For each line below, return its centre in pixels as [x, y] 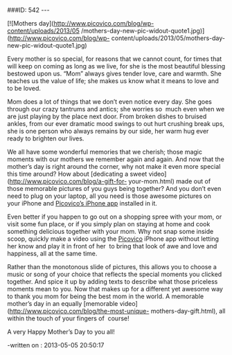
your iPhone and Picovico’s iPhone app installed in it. [82, 203]
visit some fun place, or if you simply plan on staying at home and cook [109, 224]
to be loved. [24, 88]
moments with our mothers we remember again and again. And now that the [116, 159]
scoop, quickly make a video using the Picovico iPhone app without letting [113, 239]
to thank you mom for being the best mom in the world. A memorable [106, 296]
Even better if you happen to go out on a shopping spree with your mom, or [115, 217]
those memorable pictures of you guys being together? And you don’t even [114, 189]
